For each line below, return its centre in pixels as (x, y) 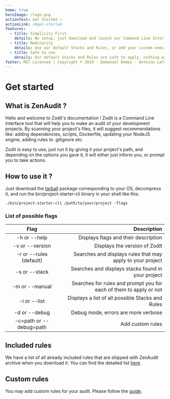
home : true (17, 10)
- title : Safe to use (33, 52)
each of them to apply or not (129, 290)
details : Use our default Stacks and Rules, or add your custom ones (89, 48)
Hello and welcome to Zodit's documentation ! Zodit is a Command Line (80, 118)
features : (16, 29)
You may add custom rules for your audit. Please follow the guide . (74, 391)
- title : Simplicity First (38, 34)
